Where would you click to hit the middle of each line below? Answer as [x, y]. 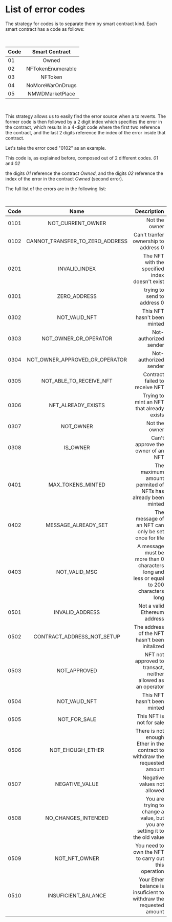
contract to [151, 750]
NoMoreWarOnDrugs [51, 85]
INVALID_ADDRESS [77, 612]
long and [154, 572]
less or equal [149, 578]
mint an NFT [149, 402]
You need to [150, 846]
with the [155, 262]
